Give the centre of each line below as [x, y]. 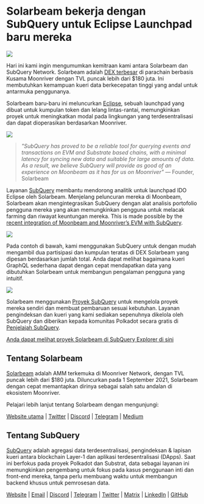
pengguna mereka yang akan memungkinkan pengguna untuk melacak [95, 209]
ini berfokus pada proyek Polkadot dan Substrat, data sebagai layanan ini [98, 463]
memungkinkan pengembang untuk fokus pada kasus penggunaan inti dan [100, 470]
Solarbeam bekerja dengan [76, 11]
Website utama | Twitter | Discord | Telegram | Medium [75, 416]
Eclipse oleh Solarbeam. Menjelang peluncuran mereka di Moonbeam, [94, 196]
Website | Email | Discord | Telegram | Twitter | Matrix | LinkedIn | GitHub [97, 494]
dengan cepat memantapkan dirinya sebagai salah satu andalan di [89, 386]
